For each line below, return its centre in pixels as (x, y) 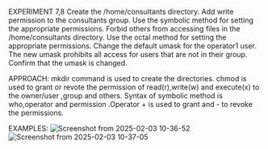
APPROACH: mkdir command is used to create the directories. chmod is (128, 79)
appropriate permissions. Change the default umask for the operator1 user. (132, 46)
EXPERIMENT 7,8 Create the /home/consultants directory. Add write (121, 12)
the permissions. (36, 113)
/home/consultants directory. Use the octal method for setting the (117, 37)
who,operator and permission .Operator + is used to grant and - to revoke (130, 104)
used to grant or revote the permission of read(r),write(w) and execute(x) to (134, 87)
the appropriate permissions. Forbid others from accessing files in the (124, 29)
